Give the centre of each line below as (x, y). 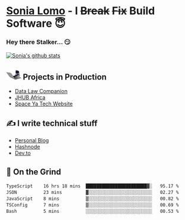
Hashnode (27, 147)
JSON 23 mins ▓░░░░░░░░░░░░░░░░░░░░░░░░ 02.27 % (92, 192)
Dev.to (23, 153)
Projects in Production (65, 77)
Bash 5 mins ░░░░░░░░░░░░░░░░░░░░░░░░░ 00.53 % (92, 211)
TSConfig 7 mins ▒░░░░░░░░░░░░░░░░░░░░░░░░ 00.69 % (92, 205)
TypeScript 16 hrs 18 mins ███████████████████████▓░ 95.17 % (92, 186)
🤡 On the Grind (34, 172)
